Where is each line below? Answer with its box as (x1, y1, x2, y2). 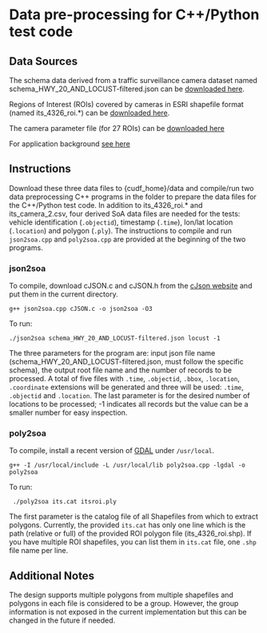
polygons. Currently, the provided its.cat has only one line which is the (9, 520, 246, 530)
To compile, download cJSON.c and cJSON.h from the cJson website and (9, 281, 253, 291)
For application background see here (9, 139, 130, 149)
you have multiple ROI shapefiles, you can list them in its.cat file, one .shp (9, 537, 257, 547)
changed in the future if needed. (9, 615, 116, 625)
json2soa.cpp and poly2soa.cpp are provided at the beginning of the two (9, 234, 246, 244)
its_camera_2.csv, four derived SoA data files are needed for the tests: (9, 209, 241, 218)
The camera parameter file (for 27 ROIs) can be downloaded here (9, 124, 225, 133)
